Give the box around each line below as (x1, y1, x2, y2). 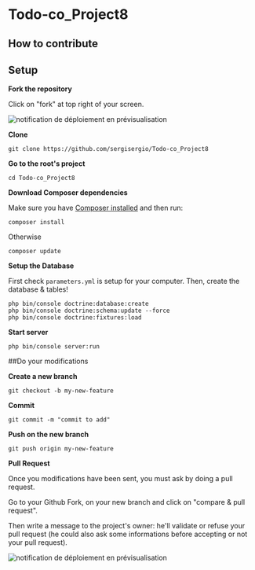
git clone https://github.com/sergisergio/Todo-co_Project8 (8, 145, 209, 153)
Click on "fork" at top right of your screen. (8, 100, 144, 109)
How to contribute (8, 37, 99, 50)
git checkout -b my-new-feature (8, 387, 114, 395)
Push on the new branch (8, 430, 89, 439)
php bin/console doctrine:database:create (8, 300, 149, 308)
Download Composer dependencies (8, 188, 128, 197)
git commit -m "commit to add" (8, 416, 111, 424)
